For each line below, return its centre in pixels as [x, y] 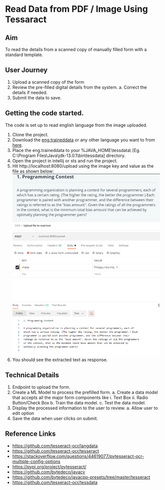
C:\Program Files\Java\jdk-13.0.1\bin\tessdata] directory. [69, 155]
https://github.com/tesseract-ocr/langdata [55, 446]
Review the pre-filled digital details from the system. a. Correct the [80, 87]
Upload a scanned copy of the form [48, 82]
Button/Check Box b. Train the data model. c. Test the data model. [79, 402]
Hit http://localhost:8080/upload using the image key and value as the [83, 166]
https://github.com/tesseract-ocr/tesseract [55, 451]
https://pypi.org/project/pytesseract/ [49, 466]
